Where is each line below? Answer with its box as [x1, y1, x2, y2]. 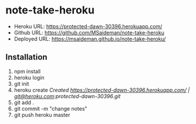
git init [13, 80, 29, 87]
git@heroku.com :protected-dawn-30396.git [13, 92, 121, 99]
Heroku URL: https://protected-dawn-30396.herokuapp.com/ [13, 23, 163, 30]
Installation [5, 52, 48, 62]
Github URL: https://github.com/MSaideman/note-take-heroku [13, 29, 165, 36]
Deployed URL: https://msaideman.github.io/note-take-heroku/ [13, 35, 166, 42]
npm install [13, 68, 41, 75]
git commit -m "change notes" [13, 105, 87, 112]
